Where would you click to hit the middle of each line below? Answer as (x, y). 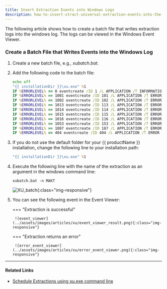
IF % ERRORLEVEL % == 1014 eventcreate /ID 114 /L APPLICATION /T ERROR (87, 110)
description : (19, 14)
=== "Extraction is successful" (44, 210)
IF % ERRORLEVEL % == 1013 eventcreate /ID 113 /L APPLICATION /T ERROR (87, 105)
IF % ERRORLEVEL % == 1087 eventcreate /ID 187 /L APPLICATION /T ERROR (87, 128)
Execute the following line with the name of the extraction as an (77, 166)
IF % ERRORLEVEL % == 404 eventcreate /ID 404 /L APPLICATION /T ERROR (86, 133)
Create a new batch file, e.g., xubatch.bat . (55, 63)
